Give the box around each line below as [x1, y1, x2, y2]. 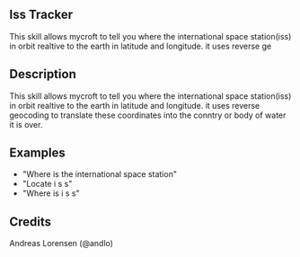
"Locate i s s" [22, 179, 73, 190]
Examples [9, 146, 66, 161]
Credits [9, 214, 52, 229]
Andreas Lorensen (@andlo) [9, 238, 114, 249]
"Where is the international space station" [22, 169, 178, 180]
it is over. [9, 119, 43, 129]
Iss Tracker [9, 7, 74, 22]
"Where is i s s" [22, 188, 80, 199]
